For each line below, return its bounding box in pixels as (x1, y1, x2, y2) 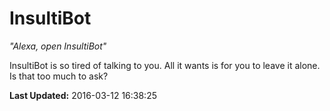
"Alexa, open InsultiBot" (9, 40, 107, 52)
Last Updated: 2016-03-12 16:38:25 (9, 89, 157, 101)
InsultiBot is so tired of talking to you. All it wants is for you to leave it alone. (9, 59, 321, 71)
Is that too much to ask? (9, 70, 109, 82)
